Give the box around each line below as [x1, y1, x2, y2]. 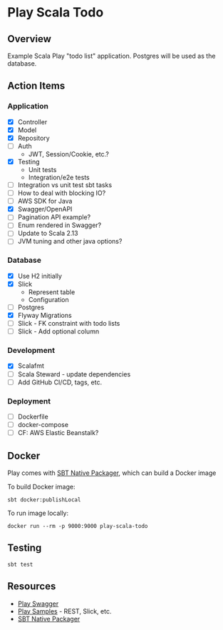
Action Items [7, 80, 66, 92]
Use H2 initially [17, 271, 63, 280]
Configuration [28, 295, 69, 304]
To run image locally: [7, 509, 69, 517]
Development [7, 346, 56, 356]
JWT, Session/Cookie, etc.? [28, 149, 109, 158]
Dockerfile [17, 412, 48, 421]
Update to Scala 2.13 [17, 229, 78, 238]
